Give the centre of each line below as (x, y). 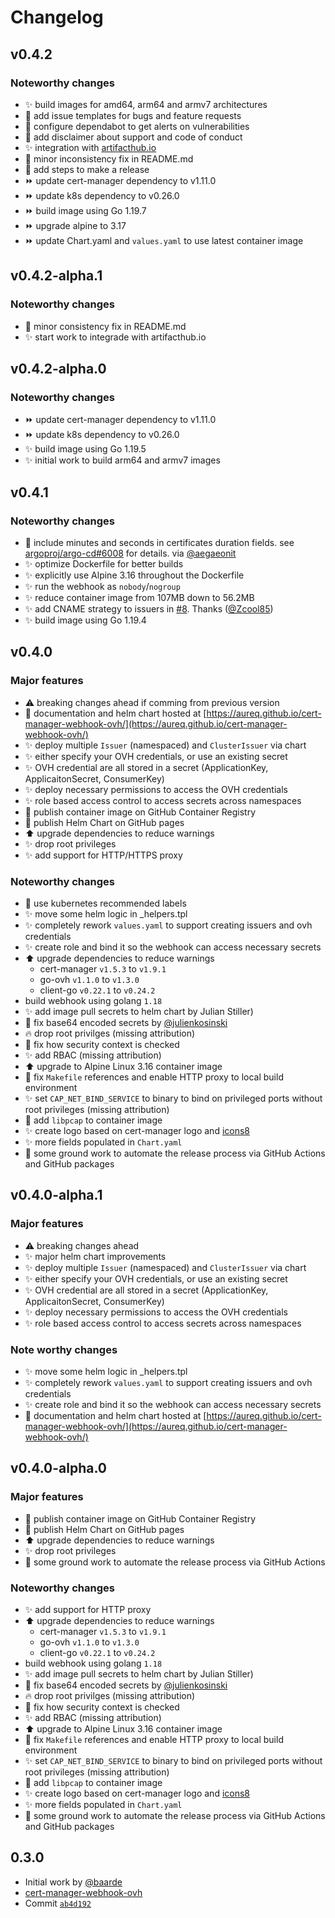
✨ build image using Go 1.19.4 (85, 620)
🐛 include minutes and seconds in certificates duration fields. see (159, 542)
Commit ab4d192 (58, 1903)
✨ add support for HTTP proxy (88, 1609)
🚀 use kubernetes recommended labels (105, 903)
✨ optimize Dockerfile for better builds (104, 563)
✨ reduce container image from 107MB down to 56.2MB (139, 597)
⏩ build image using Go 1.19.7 (85, 210)
